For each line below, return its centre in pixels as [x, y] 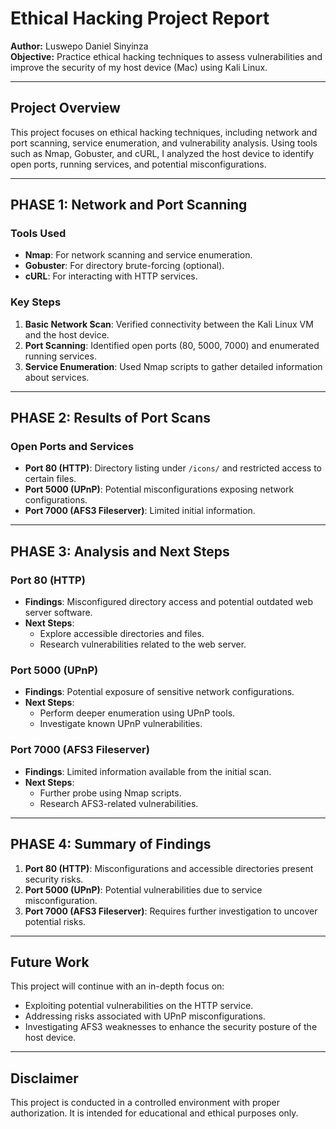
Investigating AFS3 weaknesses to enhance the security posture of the [171, 1027]
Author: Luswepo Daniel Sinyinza [79, 46]
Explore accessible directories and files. [122, 634]
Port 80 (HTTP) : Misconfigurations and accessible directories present [169, 868]
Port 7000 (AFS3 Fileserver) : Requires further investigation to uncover [171, 911]
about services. [57, 377]
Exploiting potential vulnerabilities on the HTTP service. [139, 1006]
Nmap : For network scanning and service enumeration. [138, 255]
